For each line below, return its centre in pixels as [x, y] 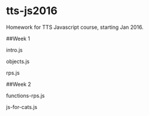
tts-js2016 [32, 11]
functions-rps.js [26, 95]
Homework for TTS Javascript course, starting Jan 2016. [75, 27]
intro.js [14, 50]
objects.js [18, 61]
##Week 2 [19, 84]
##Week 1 [18, 38]
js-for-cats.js [22, 107]
